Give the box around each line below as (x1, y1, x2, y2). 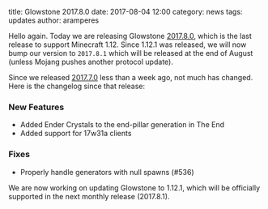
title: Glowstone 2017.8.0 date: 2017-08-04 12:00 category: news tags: (8, 7, 243, 16)
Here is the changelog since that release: (8, 81, 146, 91)
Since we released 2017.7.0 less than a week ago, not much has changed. (8, 73, 253, 82)
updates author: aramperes (8, 15, 100, 25)
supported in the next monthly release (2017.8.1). (8, 191, 170, 201)
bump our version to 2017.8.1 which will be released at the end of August (8, 49, 253, 58)
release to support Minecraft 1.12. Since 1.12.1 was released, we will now (8, 40, 247, 49)
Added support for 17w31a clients (19, 129, 132, 139)
